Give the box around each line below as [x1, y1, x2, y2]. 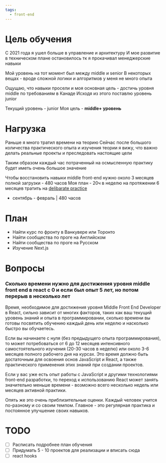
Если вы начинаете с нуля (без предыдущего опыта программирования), [5, 335, 161, 341]
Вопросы [5, 263, 45, 274]
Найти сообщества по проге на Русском [12, 240, 98, 246]
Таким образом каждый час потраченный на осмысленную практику [5, 160, 153, 166]
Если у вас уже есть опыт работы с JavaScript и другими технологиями [5, 371, 158, 377]
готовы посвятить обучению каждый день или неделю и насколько [5, 320, 149, 326]
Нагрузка [5, 123, 46, 134]
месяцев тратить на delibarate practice [5, 185, 87, 191]
